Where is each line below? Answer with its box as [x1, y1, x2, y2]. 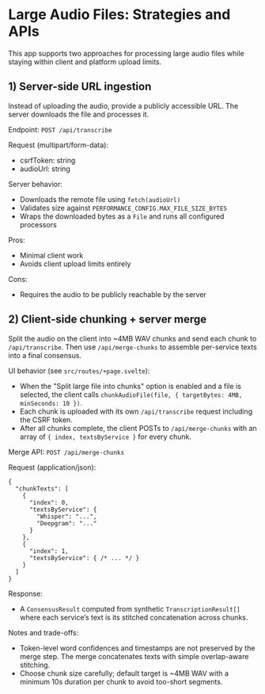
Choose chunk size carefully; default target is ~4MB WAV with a [19, 668, 229, 678]
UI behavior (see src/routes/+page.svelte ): [8, 366, 150, 376]
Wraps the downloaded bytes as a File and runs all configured [19, 212, 225, 221]
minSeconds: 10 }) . [19, 398, 83, 407]
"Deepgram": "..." [36, 519, 97, 528]
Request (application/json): [8, 462, 97, 472]
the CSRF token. [19, 414, 73, 425]
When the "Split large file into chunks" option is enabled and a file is [19, 381, 241, 391]
